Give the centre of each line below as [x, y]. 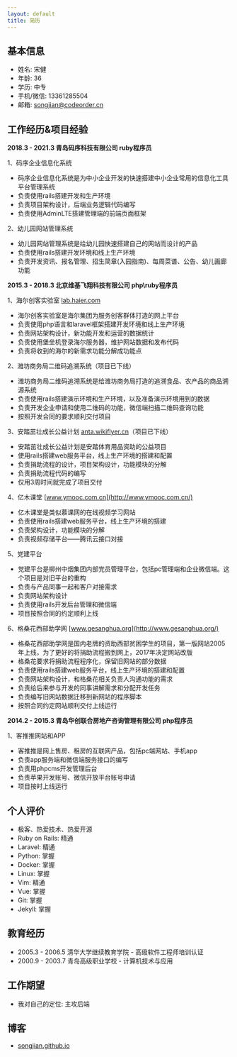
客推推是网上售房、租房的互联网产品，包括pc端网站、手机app [108, 751]
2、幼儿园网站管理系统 [40, 228]
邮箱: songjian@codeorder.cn [60, 105]
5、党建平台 [25, 554]
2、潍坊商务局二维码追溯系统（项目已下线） [71, 366]
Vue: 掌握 [31, 891]
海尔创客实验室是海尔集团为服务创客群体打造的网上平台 [98, 316]
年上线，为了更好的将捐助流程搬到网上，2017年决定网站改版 [105, 653]
